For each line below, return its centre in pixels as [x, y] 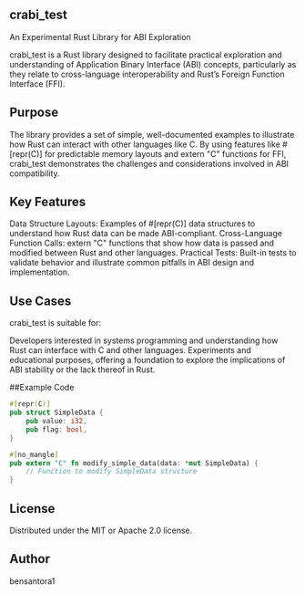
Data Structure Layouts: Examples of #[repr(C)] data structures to [132, 224]
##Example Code [42, 388]
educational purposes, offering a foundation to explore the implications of [147, 360]
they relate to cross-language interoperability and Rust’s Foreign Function [147, 74]
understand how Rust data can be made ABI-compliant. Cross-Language [146, 234]
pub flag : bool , [57, 429]
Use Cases [41, 301]
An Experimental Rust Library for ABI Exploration [100, 36]
